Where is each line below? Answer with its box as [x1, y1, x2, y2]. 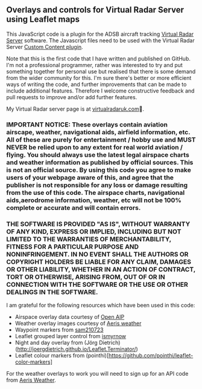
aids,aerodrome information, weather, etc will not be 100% [6, 196, 182, 204]
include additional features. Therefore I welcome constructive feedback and [6, 87, 195, 94]
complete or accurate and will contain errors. [6, 203, 141, 212]
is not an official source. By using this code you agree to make [6, 166, 191, 174]
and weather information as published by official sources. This [6, 158, 194, 166]
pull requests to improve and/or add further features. [6, 93, 137, 100]
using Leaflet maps [6, 15, 80, 25]
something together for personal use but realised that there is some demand [6, 68, 196, 75]
